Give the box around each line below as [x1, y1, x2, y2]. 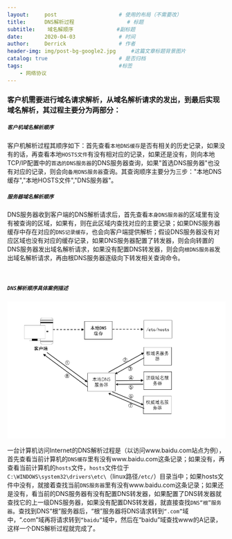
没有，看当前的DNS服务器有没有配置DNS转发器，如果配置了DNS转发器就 [12, 489, 222, 497]
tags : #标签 [7, 62, 133, 69]
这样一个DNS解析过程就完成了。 [7, 524, 99, 532]
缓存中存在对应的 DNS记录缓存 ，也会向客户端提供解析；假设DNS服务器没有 [7, 228, 214, 236]
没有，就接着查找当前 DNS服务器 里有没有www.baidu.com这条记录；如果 [19, 481, 218, 489]
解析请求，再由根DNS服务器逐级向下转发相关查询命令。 [25, 254, 184, 262]
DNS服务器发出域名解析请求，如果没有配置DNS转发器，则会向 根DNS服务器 [7, 245, 215, 253]
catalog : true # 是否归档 [7, 55, 146, 62]
